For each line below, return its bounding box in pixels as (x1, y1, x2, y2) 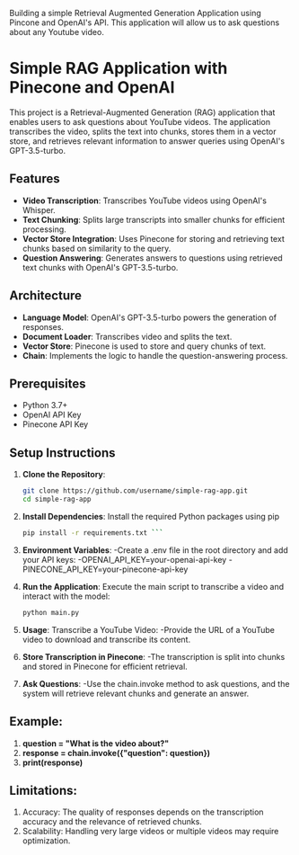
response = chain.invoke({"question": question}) (22, 747, 211, 758)
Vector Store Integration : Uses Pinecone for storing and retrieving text (22, 233, 285, 244)
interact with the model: (22, 591, 110, 601)
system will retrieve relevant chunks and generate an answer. (22, 688, 250, 699)
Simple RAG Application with (9, 58, 228, 79)
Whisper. (22, 204, 56, 215)
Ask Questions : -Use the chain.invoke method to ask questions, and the (22, 678, 290, 689)
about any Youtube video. (9, 27, 105, 37)
